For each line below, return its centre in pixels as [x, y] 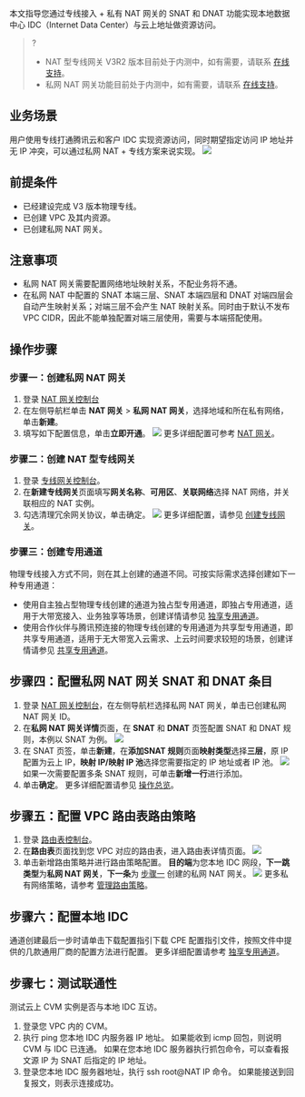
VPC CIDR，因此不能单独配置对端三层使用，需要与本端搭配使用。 [145, 318]
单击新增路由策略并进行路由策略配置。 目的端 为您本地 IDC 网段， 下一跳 [156, 862]
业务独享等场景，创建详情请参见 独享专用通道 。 [175, 615]
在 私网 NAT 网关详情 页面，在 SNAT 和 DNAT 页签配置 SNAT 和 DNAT [152, 727]
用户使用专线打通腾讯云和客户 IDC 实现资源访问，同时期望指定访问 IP [138, 139]
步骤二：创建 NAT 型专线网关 [73, 460]
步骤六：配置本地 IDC [69, 916]
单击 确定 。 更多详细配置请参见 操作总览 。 [100, 785]
